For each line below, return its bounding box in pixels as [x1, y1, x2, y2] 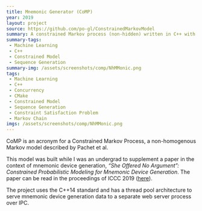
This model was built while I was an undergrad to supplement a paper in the [6, 156, 195, 163]
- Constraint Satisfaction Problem [8, 110, 98, 116]
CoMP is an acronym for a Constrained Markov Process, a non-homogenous [6, 137, 197, 145]
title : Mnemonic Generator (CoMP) [6, 8, 93, 15]
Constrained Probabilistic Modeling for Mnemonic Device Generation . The [6, 168, 191, 175]
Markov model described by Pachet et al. [6, 144, 109, 151]
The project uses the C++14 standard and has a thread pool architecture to [6, 186, 192, 194]
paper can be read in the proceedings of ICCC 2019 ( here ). [6, 175, 153, 182]
